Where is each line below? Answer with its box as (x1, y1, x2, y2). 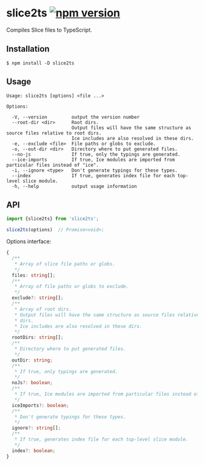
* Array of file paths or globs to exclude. (14, 284, 129, 290)
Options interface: (6, 238, 52, 245)
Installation (6, 44, 50, 54)
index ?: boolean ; (12, 447, 56, 453)
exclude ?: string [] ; (12, 295, 64, 301)
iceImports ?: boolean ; (12, 402, 69, 408)
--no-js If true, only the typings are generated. (12, 151, 181, 158)
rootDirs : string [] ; (12, 335, 64, 341)
